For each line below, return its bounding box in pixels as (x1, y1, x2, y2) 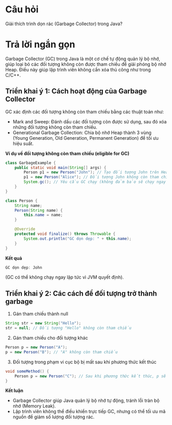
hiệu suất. (12, 140, 34, 146)
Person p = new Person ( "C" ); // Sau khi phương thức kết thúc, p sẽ (14, 374, 166, 379)
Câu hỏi (5, 4, 39, 15)
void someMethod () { (5, 368, 50, 374)
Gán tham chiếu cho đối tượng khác (12, 335, 88, 341)
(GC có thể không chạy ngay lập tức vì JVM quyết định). (5, 274, 124, 281)
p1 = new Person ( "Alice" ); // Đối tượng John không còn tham (24, 175, 159, 180)
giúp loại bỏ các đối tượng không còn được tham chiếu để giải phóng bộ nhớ (5, 61, 166, 67)
